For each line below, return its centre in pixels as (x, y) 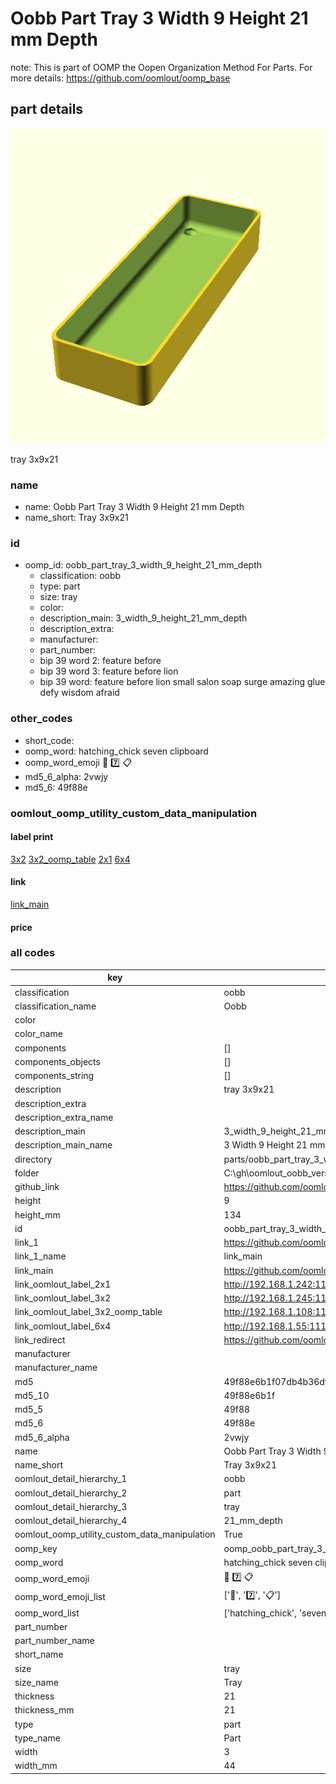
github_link (37, 1187)
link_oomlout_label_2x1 (63, 1284)
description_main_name (63, 1145)
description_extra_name (64, 1117)
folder (27, 1173)
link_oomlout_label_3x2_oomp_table (88, 1312)
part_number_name (54, 1641)
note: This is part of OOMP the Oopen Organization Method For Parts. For (161, 67)
